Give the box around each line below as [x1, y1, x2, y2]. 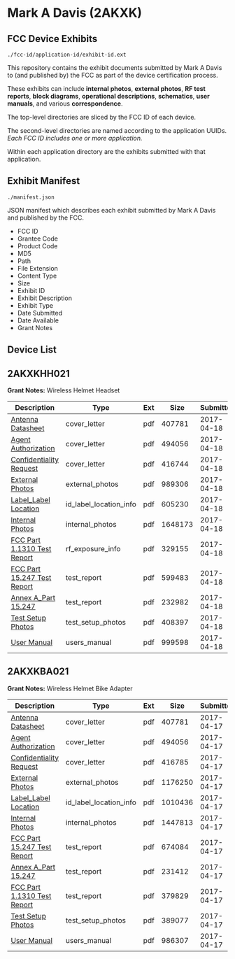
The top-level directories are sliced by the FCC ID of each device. [7, 113, 197, 121]
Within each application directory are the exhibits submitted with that [7, 148, 206, 155]
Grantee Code [17, 234, 58, 243]
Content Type [17, 271, 57, 280]
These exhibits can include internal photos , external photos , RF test [7, 85, 206, 92]
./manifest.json [7, 194, 55, 201]
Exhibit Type [17, 301, 54, 309]
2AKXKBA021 [7, 666, 69, 678]
